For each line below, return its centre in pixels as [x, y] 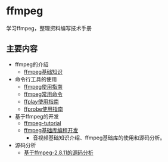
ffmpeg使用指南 [43, 86]
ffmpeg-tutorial [42, 123]
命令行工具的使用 [36, 79]
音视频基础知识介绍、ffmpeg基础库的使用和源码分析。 [99, 138]
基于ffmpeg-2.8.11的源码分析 [58, 152]
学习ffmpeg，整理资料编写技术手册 [49, 28]
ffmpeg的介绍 [32, 64]
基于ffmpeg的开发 [37, 116]
